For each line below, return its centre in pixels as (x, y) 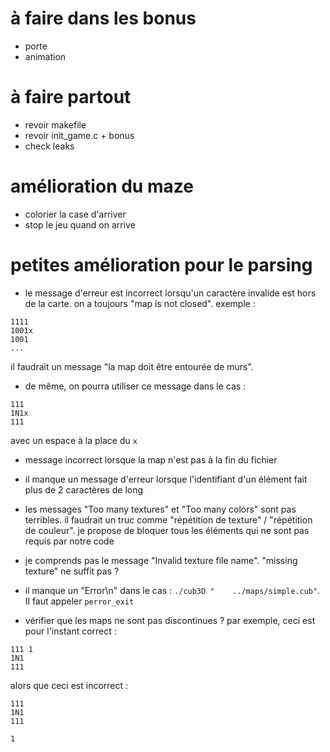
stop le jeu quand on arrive (80, 224)
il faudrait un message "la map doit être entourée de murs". (132, 366)
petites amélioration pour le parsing (161, 265)
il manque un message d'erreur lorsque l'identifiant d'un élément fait (166, 479)
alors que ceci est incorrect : (69, 685)
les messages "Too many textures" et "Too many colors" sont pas (160, 509)
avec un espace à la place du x (74, 440)
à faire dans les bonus (103, 18)
